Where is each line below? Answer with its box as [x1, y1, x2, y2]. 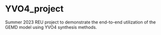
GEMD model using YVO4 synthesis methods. [5, 24, 97, 30]
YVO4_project [5, 3, 64, 14]
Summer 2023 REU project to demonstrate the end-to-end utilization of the [5, 19, 156, 25]
